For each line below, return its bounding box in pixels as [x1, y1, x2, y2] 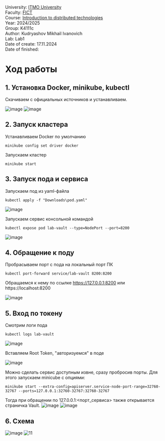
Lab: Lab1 [5, 36, 25, 42]
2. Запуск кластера [5, 120, 68, 129]
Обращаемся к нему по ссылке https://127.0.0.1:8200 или [5, 280, 125, 286]
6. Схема [5, 417, 35, 425]
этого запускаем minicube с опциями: [5, 375, 85, 381]
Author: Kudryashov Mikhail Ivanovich [5, 31, 83, 36]
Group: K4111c [5, 25, 34, 31]
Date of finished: [5, 47, 39, 52]
